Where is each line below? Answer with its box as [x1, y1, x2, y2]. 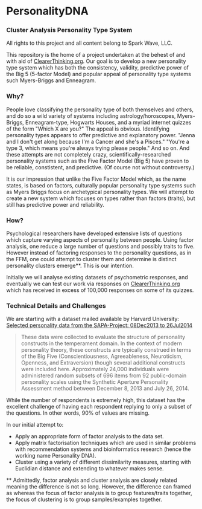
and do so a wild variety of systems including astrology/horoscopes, [6, 112, 176, 119]
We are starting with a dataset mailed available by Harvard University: [6, 316, 180, 323]
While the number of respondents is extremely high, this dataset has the [6, 397, 186, 404]
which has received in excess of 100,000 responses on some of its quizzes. [6, 287, 194, 294]
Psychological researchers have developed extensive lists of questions [6, 230, 183, 237]
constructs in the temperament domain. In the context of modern [21, 340, 182, 347]
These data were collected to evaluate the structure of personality [21, 334, 186, 341]
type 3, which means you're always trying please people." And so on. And [6, 144, 190, 152]
